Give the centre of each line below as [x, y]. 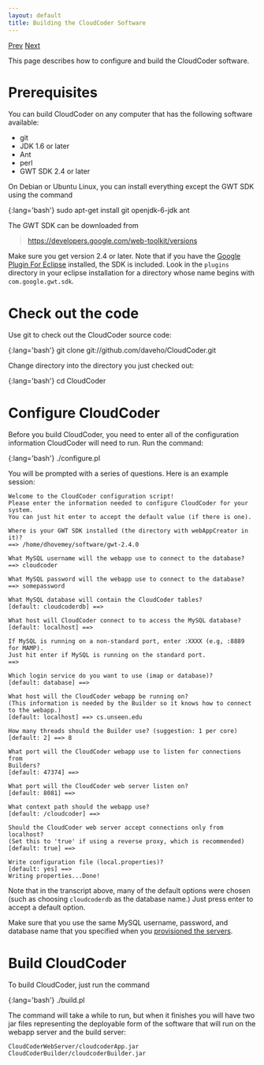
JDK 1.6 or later [44, 146]
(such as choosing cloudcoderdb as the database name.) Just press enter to [131, 899]
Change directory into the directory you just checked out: [101, 366]
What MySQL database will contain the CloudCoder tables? [105, 600]
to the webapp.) [35, 711]
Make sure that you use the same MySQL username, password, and [118, 923]
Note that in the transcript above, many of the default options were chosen [129, 891]
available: [24, 122]
